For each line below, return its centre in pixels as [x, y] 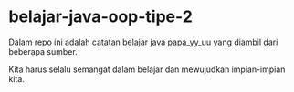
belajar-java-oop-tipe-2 [101, 17]
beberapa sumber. [43, 51]
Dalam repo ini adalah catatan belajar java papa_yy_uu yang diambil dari [143, 42]
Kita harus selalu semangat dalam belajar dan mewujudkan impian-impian [147, 69]
